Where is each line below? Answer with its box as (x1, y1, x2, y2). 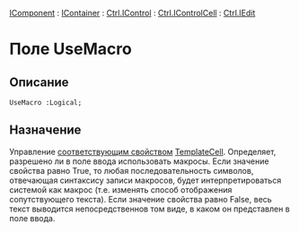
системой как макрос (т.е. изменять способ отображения (9, 184, 233, 195)
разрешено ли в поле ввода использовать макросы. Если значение (9, 156, 269, 167)
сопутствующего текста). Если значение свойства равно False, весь (9, 193, 272, 204)
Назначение (9, 123, 82, 138)
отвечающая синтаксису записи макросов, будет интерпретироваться (9, 175, 282, 185)
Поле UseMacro (9, 39, 132, 59)
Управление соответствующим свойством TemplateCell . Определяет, (9, 146, 277, 157)
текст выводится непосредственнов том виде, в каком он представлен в (9, 203, 290, 214)
